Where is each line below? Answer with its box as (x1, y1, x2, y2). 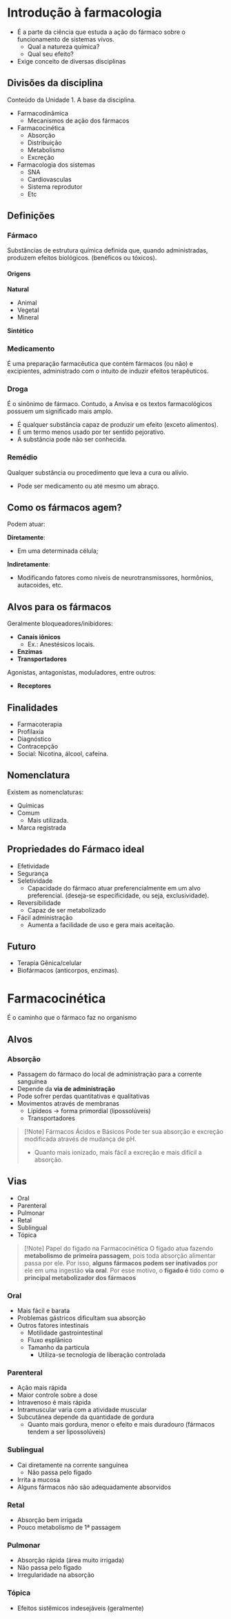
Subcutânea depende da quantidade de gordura (17, 1413, 154, 1421)
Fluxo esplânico (27, 1336, 72, 1344)
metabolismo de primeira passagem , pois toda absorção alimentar (23, 1251, 216, 1260)
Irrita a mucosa (17, 1475, 61, 1483)
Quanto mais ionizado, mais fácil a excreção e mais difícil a (34, 1149, 202, 1157)
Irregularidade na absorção (17, 1571, 94, 1579)
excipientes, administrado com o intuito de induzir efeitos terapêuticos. (7, 367, 209, 375)
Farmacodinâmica (17, 109, 69, 117)
